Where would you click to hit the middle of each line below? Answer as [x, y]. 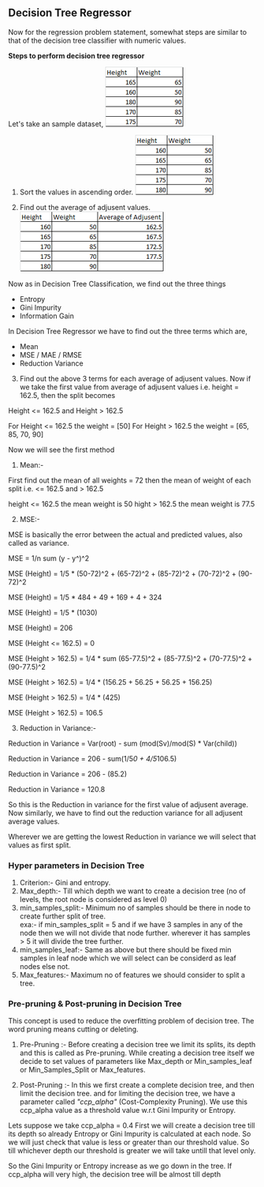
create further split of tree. [63, 916]
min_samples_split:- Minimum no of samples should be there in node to [135, 908]
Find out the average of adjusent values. [85, 207]
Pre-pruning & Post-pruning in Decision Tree [95, 1004]
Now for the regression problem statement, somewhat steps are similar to [127, 32]
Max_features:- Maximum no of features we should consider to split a [132, 975]
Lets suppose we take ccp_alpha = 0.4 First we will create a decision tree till [132, 1125]
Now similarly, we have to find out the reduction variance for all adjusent [125, 813]
